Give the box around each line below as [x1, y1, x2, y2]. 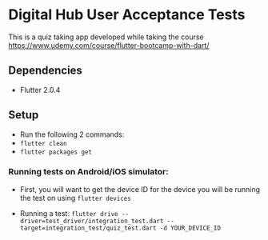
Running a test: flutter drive [19, 208, 118, 218]
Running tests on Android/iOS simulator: [8, 166, 170, 178]
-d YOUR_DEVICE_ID [159, 224, 222, 232]
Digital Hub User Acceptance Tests [8, 6, 246, 24]
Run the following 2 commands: [19, 130, 125, 139]
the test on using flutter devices [19, 193, 132, 202]
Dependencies [8, 64, 82, 78]
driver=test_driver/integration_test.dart [19, 217, 164, 225]
